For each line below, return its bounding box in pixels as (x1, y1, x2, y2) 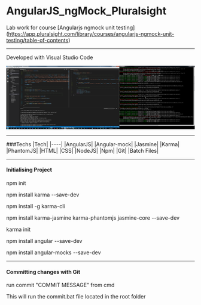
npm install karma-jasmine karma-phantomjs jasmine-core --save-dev (6, 214, 180, 221)
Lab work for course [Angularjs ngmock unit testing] (6, 24, 135, 31)
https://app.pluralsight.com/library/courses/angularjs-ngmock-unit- (8, 30, 175, 37)
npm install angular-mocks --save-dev (6, 249, 101, 256)
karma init (6, 226, 31, 233)
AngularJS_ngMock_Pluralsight (6, 4, 167, 18)
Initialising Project (6, 166, 53, 174)
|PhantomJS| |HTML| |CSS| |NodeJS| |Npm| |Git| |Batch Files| (6, 147, 159, 154)
